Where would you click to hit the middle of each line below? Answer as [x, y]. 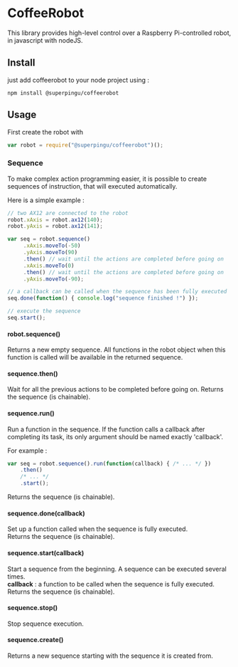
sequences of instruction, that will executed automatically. [92, 186]
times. [16, 576]
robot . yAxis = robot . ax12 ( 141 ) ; [55, 226]
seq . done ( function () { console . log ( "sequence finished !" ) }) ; [103, 298]
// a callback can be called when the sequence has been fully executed [117, 292]
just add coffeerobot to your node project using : [79, 80]
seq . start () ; [27, 318]
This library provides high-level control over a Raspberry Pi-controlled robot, [119, 33]
